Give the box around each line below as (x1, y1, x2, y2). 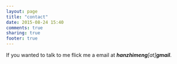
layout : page (6, 8, 38, 15)
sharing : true (6, 30, 41, 36)
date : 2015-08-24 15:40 (6, 19, 64, 25)
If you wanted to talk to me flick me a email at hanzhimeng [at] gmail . (6, 52, 172, 58)
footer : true (6, 35, 38, 41)
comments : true (6, 24, 43, 31)
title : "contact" (6, 14, 48, 20)
